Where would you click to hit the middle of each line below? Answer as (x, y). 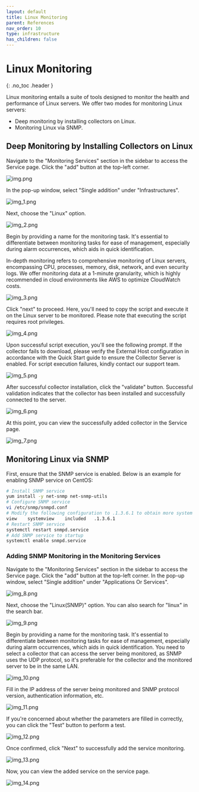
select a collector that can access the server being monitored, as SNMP (94, 653)
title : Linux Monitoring (37, 17)
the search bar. (25, 611)
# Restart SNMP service (36, 524)
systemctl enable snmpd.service (46, 541)
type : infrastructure (33, 34)
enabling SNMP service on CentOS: (50, 480)
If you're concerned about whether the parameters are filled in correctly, (95, 719)
